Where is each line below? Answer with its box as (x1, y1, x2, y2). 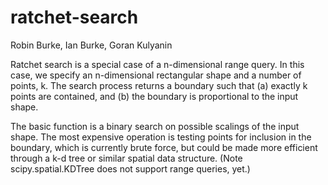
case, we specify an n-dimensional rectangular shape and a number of (10, 69, 302, 81)
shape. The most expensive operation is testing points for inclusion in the (10, 131, 312, 143)
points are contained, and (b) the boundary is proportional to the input (10, 90, 299, 102)
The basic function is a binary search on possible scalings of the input (10, 120, 300, 132)
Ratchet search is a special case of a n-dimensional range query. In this (10, 58, 305, 70)
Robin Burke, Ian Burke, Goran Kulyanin (10, 39, 173, 51)
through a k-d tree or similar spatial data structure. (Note (10, 152, 243, 164)
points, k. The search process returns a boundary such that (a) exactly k (10, 79, 308, 91)
